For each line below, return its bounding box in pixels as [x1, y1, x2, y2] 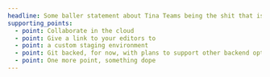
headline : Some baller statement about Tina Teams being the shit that [7, 11, 253, 20]
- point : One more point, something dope [15, 57, 156, 65]
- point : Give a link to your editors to [15, 34, 156, 43]
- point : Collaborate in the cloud [15, 26, 135, 34]
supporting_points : [7, 19, 73, 27]
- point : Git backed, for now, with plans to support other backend [15, 49, 250, 57]
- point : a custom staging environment [15, 42, 149, 50]
